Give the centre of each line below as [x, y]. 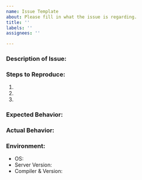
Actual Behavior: [30, 130]
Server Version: [33, 165]
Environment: [26, 146]
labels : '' [19, 28]
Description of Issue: [37, 59]
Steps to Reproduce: [36, 74]
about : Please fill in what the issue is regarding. [72, 17]
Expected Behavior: [34, 115]
